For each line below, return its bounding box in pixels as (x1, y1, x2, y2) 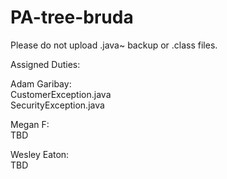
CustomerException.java (10, 88, 112, 100)
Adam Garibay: (10, 77, 72, 90)
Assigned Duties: (10, 58, 81, 70)
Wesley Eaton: (10, 148, 70, 160)
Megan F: (10, 118, 50, 130)
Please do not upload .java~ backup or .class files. (10, 39, 218, 51)
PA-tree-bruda (10, 6, 134, 29)
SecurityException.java (10, 99, 105, 111)
